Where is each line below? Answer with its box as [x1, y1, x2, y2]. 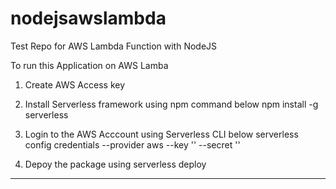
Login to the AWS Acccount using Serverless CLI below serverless [24, 128, 299, 140]
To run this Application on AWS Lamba [10, 59, 169, 71]
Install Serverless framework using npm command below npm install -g [24, 98, 319, 110]
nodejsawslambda [10, 7, 167, 30]
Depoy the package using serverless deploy [24, 158, 207, 170]
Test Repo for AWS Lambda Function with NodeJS [10, 40, 218, 52]
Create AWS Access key [24, 78, 126, 91]
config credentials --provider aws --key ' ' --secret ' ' [24, 138, 241, 151]
